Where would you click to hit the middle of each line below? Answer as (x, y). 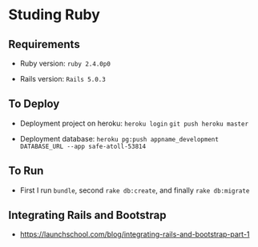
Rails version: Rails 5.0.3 (62, 79)
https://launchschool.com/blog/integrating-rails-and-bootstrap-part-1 (135, 234)
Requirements (44, 44)
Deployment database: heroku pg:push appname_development (119, 138)
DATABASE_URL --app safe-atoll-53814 (83, 146)
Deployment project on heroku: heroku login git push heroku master (134, 123)
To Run (26, 171)
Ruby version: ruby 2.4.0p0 (65, 63)
